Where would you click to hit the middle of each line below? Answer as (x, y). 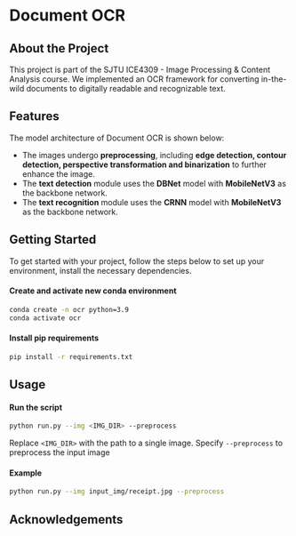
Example (26, 473)
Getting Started (53, 240)
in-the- (274, 79)
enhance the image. (58, 173)
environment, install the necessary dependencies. (100, 270)
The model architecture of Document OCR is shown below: (117, 138)
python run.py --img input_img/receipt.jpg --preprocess (117, 492)
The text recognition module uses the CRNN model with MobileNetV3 (152, 202)
